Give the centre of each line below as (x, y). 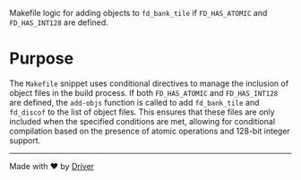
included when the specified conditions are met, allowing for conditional (142, 121)
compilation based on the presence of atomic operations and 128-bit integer (150, 131)
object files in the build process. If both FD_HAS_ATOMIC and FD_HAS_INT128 (144, 92)
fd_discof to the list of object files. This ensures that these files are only (142, 112)
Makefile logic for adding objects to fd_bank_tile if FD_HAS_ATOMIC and (138, 13)
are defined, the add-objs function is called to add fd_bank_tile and (134, 102)
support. (25, 140)
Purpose (42, 59)
